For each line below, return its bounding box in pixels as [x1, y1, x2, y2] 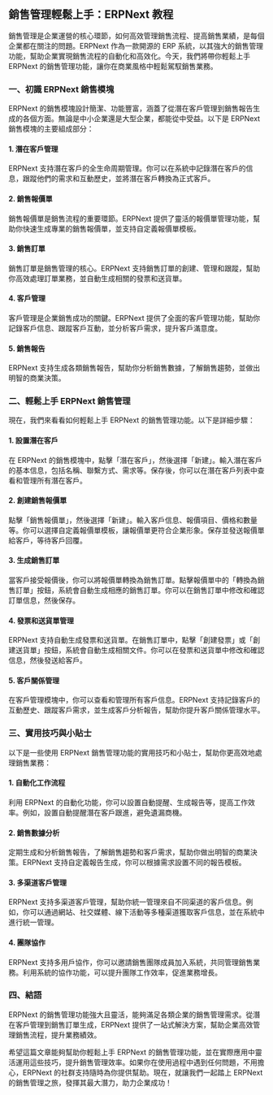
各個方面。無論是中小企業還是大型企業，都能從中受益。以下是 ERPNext [22, 114, 261, 123]
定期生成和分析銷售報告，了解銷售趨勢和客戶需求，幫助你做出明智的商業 [8, 847, 250, 857]
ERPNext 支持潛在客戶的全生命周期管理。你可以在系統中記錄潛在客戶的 [8, 163, 246, 173]
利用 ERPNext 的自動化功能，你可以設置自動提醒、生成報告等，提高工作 [8, 797, 249, 807]
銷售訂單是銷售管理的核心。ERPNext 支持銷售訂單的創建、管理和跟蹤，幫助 [8, 263, 261, 273]
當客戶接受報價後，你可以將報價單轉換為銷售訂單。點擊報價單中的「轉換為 [8, 575, 258, 585]
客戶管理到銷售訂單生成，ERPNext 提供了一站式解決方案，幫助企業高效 [15, 1019, 253, 1029]
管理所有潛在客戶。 [22, 475, 87, 485]
